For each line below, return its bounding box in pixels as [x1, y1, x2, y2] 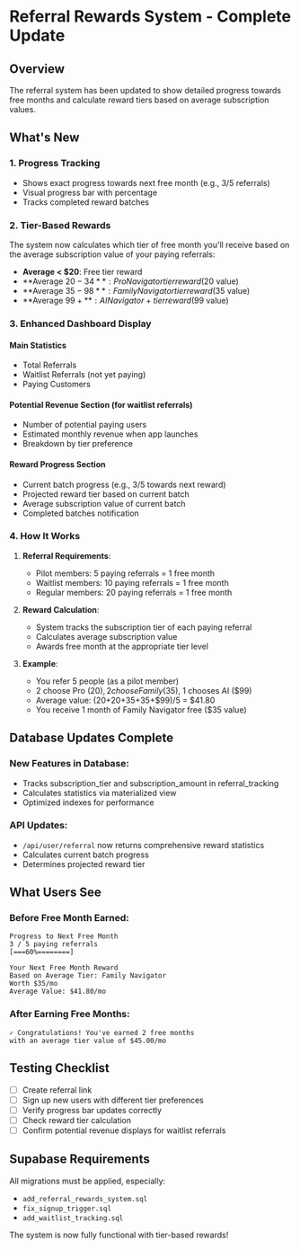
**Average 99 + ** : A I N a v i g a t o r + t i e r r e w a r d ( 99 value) [22, 295, 229, 306]
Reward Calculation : [22, 604, 100, 615]
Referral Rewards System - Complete [9, 6, 292, 27]
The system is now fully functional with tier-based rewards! [9, 1229, 229, 1240]
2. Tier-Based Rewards [9, 218, 111, 231]
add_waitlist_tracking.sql [22, 1213, 124, 1223]
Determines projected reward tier [22, 858, 146, 869]
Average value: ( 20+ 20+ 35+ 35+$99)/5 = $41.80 [35, 695, 216, 705]
